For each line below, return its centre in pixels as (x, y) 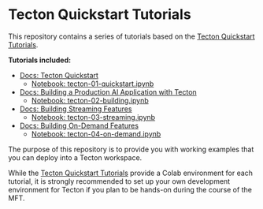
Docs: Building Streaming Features (76, 109)
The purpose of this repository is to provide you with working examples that (131, 149)
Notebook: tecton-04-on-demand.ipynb (96, 134)
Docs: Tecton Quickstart (59, 75)
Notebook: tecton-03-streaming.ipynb (93, 117)
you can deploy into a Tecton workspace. (75, 157)
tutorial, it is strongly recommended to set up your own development (119, 181)
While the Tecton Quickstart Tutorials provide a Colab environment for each (131, 173)
